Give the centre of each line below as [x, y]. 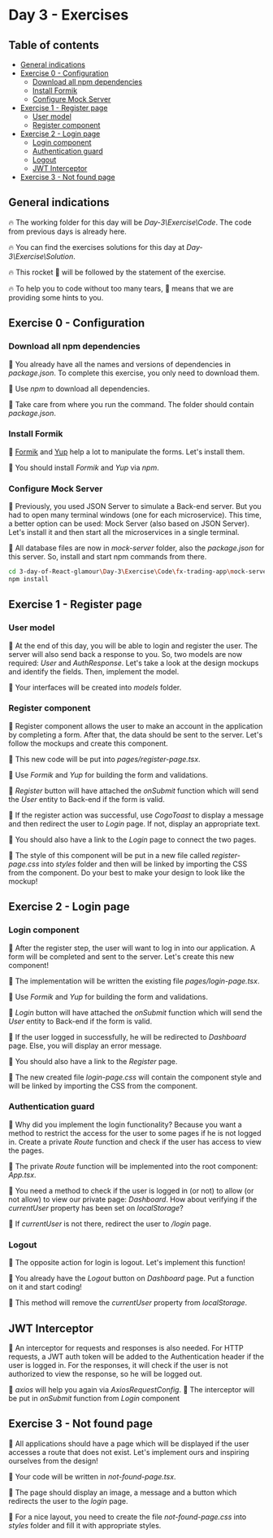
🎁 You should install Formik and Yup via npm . [84, 467]
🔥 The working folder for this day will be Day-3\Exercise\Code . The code [130, 222]
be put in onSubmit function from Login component [94, 1398]
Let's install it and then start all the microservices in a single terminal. [124, 532]
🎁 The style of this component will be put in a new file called [109, 855]
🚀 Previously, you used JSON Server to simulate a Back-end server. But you [135, 506]
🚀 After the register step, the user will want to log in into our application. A [132, 948]
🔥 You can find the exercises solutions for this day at [97, 247]
